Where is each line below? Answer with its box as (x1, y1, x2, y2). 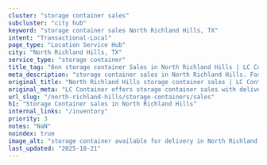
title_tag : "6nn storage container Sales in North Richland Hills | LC (8, 63, 250, 71)
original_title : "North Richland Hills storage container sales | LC (8, 78, 244, 86)
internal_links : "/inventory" (8, 108, 109, 116)
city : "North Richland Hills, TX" (8, 48, 123, 56)
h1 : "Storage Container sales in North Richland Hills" (8, 100, 197, 108)
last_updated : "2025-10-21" (8, 144, 102, 152)
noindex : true (8, 129, 56, 137)
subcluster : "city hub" (8, 19, 87, 27)
